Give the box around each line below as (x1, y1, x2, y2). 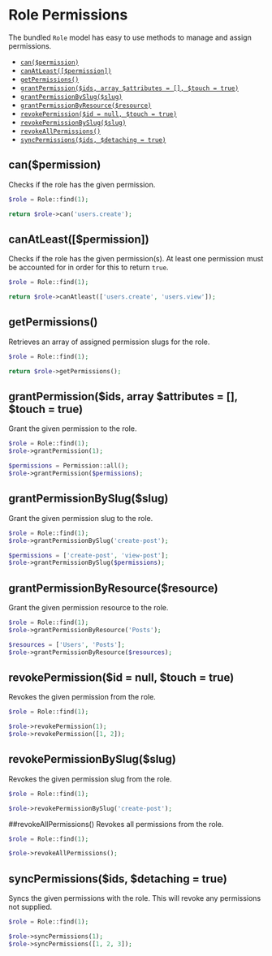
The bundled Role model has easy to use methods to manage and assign (8, 32, 252, 42)
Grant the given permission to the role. (8, 424, 137, 433)
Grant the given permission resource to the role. (8, 603, 169, 613)
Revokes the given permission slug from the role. (8, 773, 172, 784)
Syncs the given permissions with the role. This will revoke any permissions (8, 894, 261, 903)
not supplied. (8, 902, 53, 912)
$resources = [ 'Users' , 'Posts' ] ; (8, 640, 126, 648)
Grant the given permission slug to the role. (8, 513, 153, 523)
